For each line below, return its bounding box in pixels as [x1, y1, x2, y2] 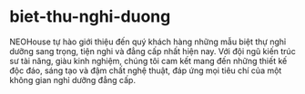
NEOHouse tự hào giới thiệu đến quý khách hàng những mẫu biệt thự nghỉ [9, 36, 287, 47]
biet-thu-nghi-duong [9, 6, 171, 27]
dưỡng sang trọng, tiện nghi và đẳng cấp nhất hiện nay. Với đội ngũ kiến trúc [9, 45, 296, 56]
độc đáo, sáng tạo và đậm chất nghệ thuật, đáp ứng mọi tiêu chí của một [9, 65, 282, 76]
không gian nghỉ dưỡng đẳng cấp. [9, 74, 137, 85]
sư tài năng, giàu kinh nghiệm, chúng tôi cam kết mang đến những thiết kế [9, 55, 288, 66]
